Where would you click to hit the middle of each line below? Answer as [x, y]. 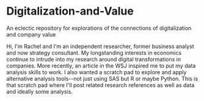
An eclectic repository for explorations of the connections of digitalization [99, 28]
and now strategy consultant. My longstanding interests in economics [94, 52]
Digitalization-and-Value [70, 11]
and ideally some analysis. [40, 91]
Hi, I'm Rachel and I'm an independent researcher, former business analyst [100, 46]
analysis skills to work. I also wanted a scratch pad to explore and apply [97, 72]
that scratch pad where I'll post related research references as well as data [100, 85]
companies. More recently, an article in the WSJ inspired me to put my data [101, 66]
